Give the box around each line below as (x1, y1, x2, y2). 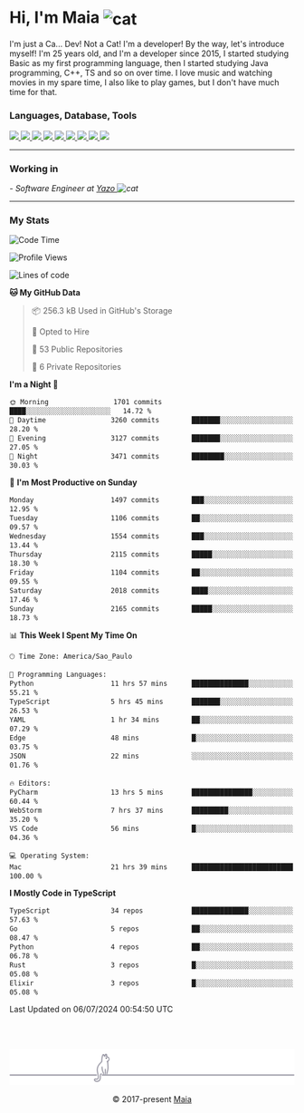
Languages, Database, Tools (9, 110, 138, 122)
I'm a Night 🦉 (9, 379, 59, 390)
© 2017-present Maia (111, 1094, 193, 1105)
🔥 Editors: (9, 779, 52, 789)
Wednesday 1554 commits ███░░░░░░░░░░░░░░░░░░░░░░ (9, 532, 294, 541)
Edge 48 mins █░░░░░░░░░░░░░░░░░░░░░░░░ (9, 733, 294, 743)
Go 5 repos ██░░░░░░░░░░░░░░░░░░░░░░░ (9, 924, 294, 934)
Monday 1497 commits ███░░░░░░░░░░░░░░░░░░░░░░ (9, 496, 294, 505)
